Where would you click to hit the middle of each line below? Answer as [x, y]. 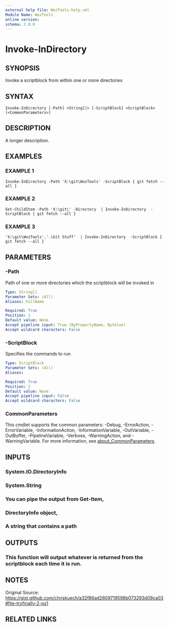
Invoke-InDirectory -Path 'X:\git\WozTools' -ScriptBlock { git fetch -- [85, 181]
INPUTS [18, 457]
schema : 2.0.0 [20, 24]
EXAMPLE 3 [20, 226]
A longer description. [27, 140]
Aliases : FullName [25, 302]
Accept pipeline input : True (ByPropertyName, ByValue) [65, 325]
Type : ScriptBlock [25, 363]
